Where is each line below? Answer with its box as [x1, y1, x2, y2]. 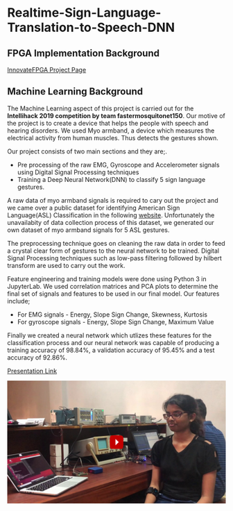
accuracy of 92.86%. [7, 353, 68, 362]
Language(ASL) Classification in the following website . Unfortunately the [7, 210, 215, 219]
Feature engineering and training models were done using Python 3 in [7, 274, 207, 283]
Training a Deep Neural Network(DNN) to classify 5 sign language [17, 175, 206, 183]
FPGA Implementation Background [7, 47, 159, 59]
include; [7, 296, 31, 305]
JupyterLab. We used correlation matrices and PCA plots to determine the [7, 282, 218, 290]
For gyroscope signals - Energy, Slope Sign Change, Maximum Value [17, 317, 214, 326]
